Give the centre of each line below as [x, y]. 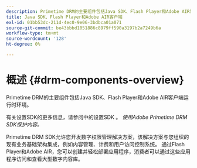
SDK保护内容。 [24, 124]
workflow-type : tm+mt [33, 33]
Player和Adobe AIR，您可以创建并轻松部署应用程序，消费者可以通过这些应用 [98, 151]
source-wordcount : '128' [36, 39]
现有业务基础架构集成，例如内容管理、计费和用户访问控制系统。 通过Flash [96, 144]
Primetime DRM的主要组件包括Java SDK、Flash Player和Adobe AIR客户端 [95, 97]
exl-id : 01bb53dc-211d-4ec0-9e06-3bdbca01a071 [64, 22]
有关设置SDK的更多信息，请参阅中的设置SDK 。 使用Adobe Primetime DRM [97, 117]
